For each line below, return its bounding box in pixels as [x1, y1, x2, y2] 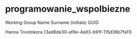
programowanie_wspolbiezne [5, 3, 131, 15]
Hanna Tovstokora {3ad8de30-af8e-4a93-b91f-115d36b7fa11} [5, 29, 132, 35]
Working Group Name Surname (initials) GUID [5, 19, 99, 25]
